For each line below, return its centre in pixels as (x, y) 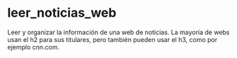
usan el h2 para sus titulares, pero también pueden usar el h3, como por (112, 39)
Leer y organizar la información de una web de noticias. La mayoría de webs (118, 32)
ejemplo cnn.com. (34, 47)
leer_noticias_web (62, 13)
